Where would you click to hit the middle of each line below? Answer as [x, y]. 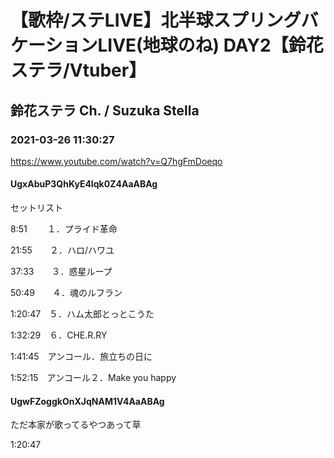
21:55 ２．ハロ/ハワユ [62, 250]
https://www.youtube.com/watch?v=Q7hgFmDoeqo [116, 161]
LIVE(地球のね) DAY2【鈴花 [210, 45]
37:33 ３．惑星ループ [61, 272]
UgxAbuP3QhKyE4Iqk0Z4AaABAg [84, 184]
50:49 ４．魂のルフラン [66, 293]
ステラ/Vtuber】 [78, 70]
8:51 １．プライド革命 [64, 229]
